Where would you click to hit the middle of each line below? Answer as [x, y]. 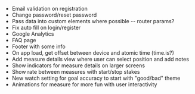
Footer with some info [38, 46]
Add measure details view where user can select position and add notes [100, 59]
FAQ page [24, 40]
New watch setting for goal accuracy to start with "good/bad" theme [96, 78]
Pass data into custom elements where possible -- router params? [93, 21]
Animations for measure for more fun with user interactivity [84, 84]
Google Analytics [33, 34]
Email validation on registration [50, 9]
